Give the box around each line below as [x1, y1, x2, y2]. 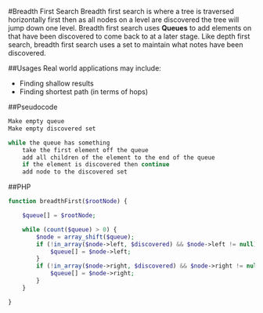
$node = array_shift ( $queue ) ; [36, 233, 135, 241]
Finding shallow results [19, 78, 94, 88]
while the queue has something [8, 139, 110, 147]
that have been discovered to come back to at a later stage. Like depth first [8, 31, 250, 41]
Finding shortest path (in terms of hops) [19, 87, 149, 96]
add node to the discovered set [22, 168, 128, 176]
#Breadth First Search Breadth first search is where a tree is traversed [8, 7, 235, 16]
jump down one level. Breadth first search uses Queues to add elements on [8, 24, 252, 32]
